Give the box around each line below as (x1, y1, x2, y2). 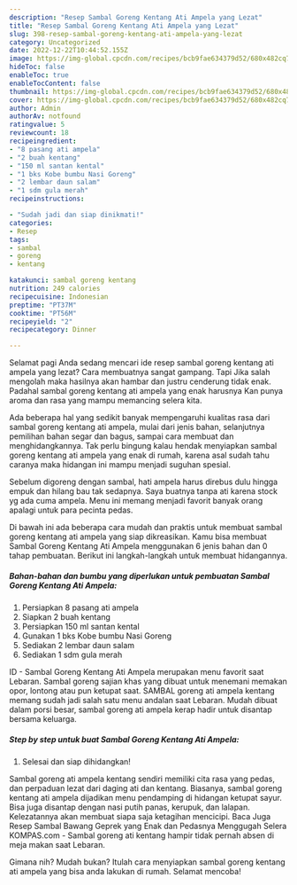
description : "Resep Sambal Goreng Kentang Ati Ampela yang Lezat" (9, 12, 263, 22)
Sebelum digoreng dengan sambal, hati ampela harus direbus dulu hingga (9, 476, 278, 488)
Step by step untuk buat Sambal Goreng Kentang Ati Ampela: (9, 733, 240, 745)
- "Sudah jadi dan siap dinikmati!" (9, 210, 144, 219)
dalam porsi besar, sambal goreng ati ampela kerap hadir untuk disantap (9, 704, 272, 715)
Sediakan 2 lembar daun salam (21, 640, 135, 651)
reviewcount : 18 (9, 129, 69, 137)
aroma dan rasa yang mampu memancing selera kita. (9, 396, 202, 406)
